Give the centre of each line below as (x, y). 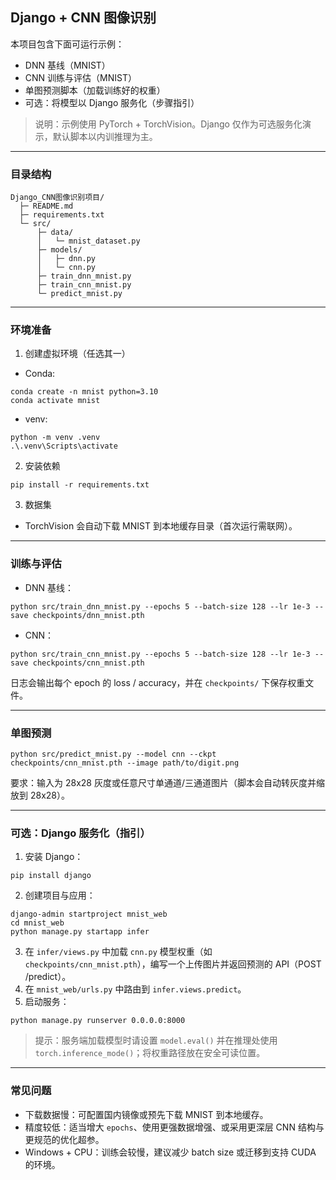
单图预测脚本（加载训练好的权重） (95, 90)
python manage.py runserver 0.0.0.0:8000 (98, 1021)
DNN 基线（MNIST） (67, 65)
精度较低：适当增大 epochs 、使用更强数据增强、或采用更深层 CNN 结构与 (174, 1127)
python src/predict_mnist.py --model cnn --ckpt (113, 754)
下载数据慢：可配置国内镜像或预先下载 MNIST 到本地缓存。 (146, 1114)
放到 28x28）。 (40, 795)
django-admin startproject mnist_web (89, 914)
